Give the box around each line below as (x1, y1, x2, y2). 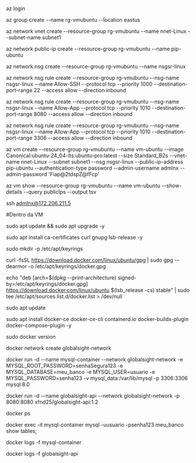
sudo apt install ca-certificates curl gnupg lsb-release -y (6, 234, 143, 241)
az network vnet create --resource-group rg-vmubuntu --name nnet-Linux (6, 28, 187, 35)
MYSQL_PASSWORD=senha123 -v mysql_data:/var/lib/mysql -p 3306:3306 (6, 375, 188, 381)
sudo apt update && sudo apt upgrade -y (6, 222, 105, 229)
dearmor (6, 263, 28, 269)
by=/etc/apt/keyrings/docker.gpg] (6, 280, 88, 287)
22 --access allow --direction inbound (33, 87, 126, 93)
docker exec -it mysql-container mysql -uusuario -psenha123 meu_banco (6, 421, 184, 428)
